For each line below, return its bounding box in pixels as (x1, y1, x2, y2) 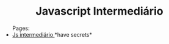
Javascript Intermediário (35, 4, 164, 18)
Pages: (12, 24, 30, 32)
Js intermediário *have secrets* (12, 31, 93, 38)
